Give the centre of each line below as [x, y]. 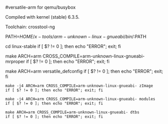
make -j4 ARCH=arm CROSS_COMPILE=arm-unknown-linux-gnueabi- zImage [79, 86]
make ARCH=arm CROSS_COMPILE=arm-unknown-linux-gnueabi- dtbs [72, 112]
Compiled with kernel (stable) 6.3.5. [42, 17]
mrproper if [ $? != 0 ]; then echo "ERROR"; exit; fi [58, 61]
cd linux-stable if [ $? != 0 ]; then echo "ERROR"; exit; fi [63, 46]
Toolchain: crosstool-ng [30, 27]
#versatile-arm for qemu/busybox [41, 7]
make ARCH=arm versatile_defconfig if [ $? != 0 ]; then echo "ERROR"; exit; [84, 71]
